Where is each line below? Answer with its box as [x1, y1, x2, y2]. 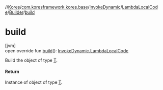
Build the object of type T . [5, 57, 58, 63]
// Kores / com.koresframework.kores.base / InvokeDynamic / [5, 4, 123, 10]
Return [5, 68, 20, 74]
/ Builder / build [7, 9, 35, 15]
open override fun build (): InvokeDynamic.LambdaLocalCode [5, 47, 129, 53]
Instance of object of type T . [5, 79, 63, 85]
